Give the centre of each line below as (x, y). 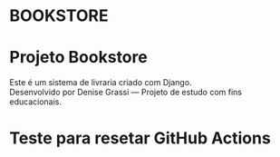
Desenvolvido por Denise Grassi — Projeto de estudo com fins (126, 93)
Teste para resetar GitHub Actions (140, 138)
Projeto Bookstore (78, 58)
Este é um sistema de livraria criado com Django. (101, 83)
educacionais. (35, 102)
